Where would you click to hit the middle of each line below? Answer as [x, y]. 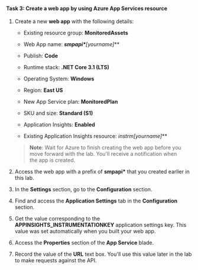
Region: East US [43, 90]
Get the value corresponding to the [57, 218]
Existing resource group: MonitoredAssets [76, 33]
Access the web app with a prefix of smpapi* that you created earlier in [102, 172]
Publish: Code [40, 56]
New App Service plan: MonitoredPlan [71, 102]
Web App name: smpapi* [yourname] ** [72, 44]
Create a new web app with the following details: [74, 21]
